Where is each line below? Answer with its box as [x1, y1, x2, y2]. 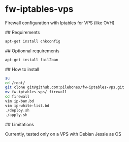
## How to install [5, 66, 39, 72]
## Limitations [5, 121, 34, 127]
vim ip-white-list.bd [5, 103, 50, 108]
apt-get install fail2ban [5, 57, 58, 62]
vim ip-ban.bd [5, 99, 34, 104]
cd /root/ [5, 80, 26, 85]
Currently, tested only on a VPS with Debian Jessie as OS [5, 131, 122, 137]
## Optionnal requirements [5, 48, 60, 54]
